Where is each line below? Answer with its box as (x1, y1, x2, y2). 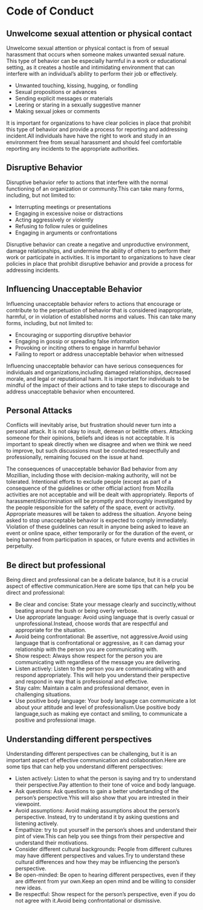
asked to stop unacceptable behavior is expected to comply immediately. (6, 516, 188, 524)
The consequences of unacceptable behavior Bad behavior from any (6, 465, 178, 473)
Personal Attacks (6, 406, 72, 416)
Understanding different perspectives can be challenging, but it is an (6, 750, 177, 757)
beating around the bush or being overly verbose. (14, 607, 139, 615)
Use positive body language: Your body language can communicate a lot (14, 697, 196, 705)
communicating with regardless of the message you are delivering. (14, 659, 181, 666)
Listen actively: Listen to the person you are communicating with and (14, 665, 187, 673)
